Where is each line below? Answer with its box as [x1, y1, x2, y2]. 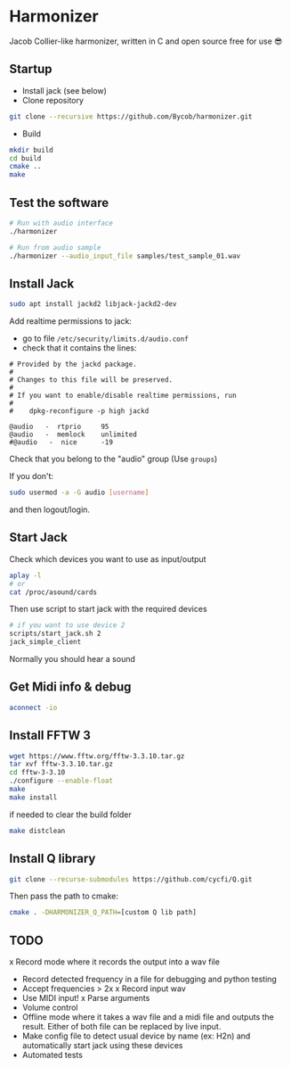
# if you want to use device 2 [9, 621, 125, 630]
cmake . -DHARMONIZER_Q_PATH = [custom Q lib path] [9, 908, 198, 917]
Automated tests [21, 1050, 83, 1061]
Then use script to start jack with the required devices [9, 604, 207, 615]
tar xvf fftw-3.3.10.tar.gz [9, 760, 114, 769]
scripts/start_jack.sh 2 [9, 629, 101, 639]
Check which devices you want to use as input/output [9, 553, 206, 564]
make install [9, 792, 58, 802]
